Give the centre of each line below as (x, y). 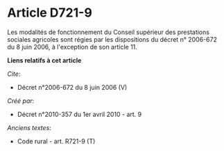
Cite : (14, 74)
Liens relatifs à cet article (44, 60)
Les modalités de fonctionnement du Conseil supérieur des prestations (109, 32)
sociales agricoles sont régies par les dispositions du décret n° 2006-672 (112, 39)
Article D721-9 (50, 13)
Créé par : (21, 101)
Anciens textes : (29, 127)
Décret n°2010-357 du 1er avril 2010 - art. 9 (79, 114)
